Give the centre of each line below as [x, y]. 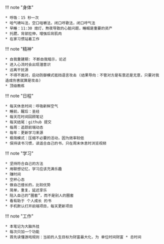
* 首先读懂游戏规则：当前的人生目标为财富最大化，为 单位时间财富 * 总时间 [73, 237]
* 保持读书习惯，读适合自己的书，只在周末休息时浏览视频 [56, 143]
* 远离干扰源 [17, 70]
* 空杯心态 [15, 179]
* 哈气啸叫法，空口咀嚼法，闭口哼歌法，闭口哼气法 [50, 23]
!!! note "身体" [19, 7]
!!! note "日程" [19, 96]
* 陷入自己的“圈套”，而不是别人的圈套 [39, 195]
